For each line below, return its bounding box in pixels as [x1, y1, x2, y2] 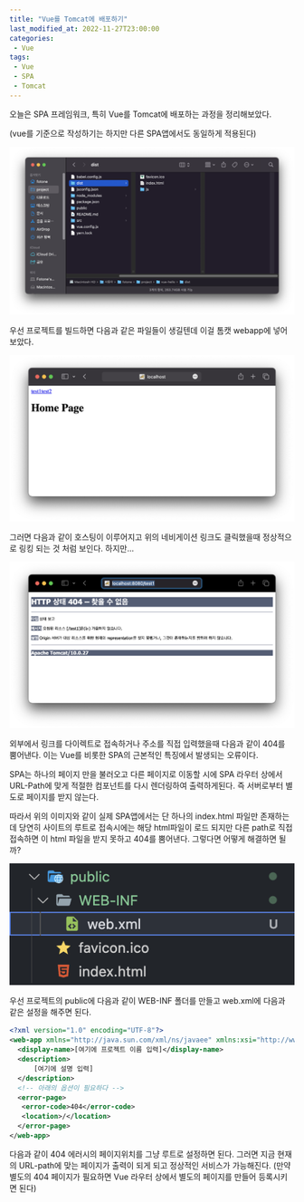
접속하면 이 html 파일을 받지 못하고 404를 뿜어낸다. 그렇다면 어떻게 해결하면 [9, 833, 278, 844]
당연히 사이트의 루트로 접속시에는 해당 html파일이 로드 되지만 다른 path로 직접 [18, 822, 293, 832]
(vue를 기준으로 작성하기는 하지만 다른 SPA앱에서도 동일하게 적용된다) [9, 128, 257, 139]
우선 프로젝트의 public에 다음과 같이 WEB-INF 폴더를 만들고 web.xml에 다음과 [9, 995, 286, 1006]
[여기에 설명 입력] [33, 1064, 94, 1073]
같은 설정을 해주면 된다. [9, 1006, 92, 1018]
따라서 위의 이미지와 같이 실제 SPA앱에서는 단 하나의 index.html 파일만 [9, 811, 259, 822]
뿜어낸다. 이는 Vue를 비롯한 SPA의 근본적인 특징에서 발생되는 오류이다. [9, 749, 259, 760]
